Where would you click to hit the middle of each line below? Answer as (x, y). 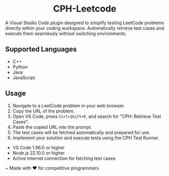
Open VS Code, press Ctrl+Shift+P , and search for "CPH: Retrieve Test (87, 116)
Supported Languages (41, 49)
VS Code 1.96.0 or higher (39, 147)
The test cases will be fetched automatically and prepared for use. (81, 132)
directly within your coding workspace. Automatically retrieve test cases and (85, 28)
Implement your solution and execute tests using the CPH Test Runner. (86, 138)
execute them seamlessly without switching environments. (66, 33)
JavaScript (24, 77)
